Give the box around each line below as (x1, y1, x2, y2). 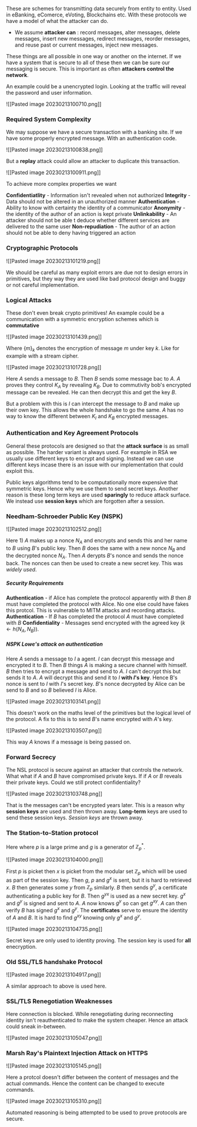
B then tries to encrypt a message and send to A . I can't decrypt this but (6, 668, 181, 675)
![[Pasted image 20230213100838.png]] (6, 146, 103, 154)
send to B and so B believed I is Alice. (6, 686, 97, 693)
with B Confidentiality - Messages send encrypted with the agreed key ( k (6, 619, 185, 626)
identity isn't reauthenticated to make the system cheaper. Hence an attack (6, 1017, 188, 1024)
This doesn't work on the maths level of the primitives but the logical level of (6, 709, 191, 716)
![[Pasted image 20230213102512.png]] (6, 525, 102, 532)
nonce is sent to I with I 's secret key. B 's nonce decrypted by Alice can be (6, 681, 185, 687)
